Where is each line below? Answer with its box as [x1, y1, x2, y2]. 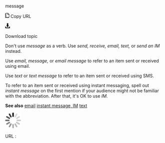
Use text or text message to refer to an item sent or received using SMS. [5, 73, 154, 79]
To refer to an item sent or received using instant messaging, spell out [5, 83, 149, 89]
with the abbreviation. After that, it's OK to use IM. [5, 93, 108, 99]
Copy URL [10, 13, 31, 19]
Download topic [5, 33, 38, 39]
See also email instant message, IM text [5, 103, 87, 109]
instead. [5, 48, 22, 54]
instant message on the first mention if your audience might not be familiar [5, 88, 159, 94]
